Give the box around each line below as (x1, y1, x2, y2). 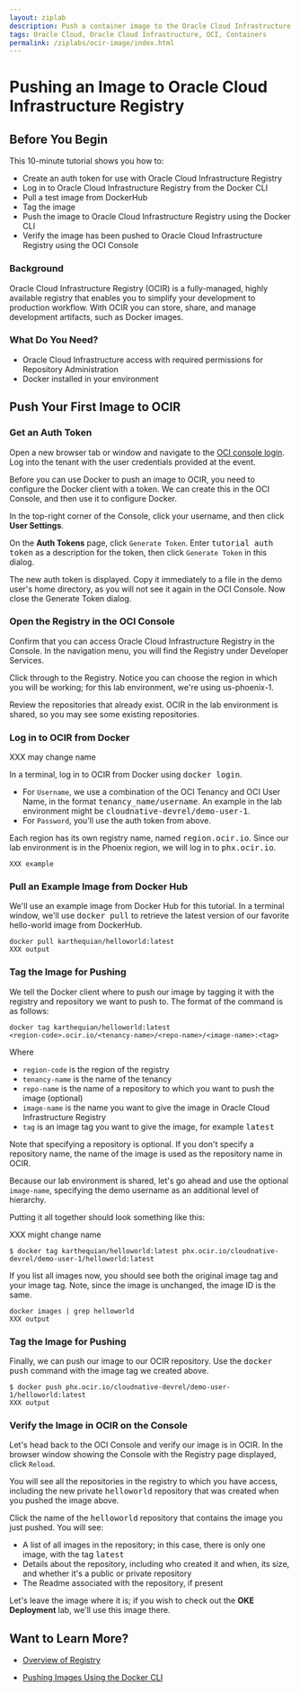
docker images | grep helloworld (9, 1306, 135, 1315)
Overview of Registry (22, 1655, 101, 1666)
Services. (9, 655, 45, 665)
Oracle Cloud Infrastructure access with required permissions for (22, 354, 263, 365)
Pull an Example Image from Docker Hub (9, 880, 189, 893)
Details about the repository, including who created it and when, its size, (22, 1559, 290, 1570)
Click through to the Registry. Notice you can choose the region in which (9, 672, 278, 683)
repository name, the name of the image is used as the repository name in (9, 1148, 283, 1159)
